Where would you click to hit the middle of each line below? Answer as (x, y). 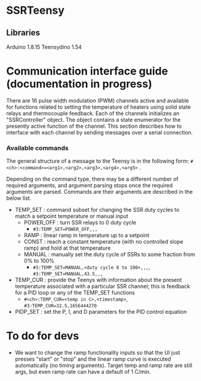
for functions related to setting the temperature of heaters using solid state (98, 107)
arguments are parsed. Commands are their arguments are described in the (100, 192)
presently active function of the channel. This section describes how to (94, 126)
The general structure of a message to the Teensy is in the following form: (98, 161)
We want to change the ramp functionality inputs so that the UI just (97, 353)
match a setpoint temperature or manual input (71, 216)
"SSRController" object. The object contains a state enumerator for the (94, 119)
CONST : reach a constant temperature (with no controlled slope (103, 242)
